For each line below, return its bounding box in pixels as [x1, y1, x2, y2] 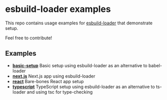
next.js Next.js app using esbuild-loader [12, 73, 96, 79]
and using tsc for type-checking [26, 89, 93, 95]
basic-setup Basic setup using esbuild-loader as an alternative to [12, 62, 148, 68]
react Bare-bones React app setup [12, 78, 84, 84]
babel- [148, 62, 163, 68]
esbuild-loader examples [5, 3, 111, 15]
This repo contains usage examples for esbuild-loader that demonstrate [5, 20, 153, 26]
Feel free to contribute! [5, 35, 52, 41]
